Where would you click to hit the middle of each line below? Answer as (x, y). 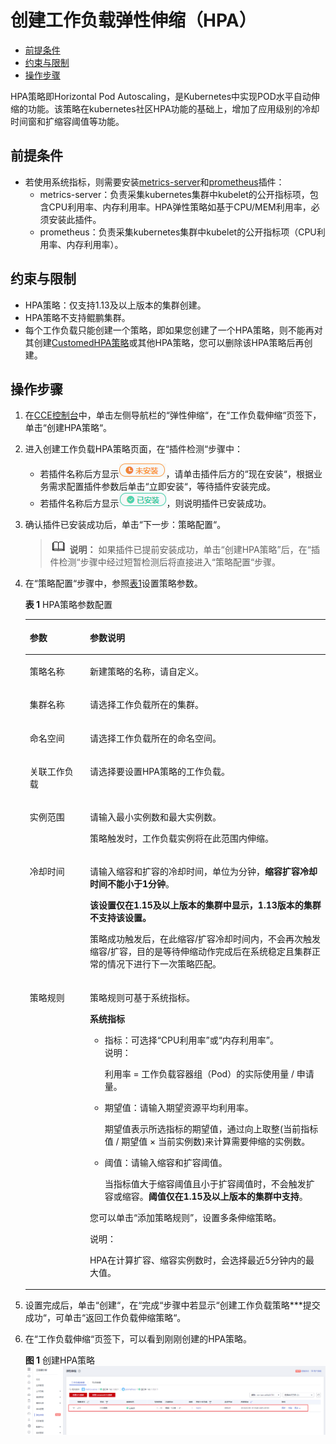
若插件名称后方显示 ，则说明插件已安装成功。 (155, 503)
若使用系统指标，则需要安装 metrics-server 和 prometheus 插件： (154, 182)
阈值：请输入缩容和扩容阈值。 (166, 1162)
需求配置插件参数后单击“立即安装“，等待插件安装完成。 (162, 487)
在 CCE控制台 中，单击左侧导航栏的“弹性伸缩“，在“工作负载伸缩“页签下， (173, 415)
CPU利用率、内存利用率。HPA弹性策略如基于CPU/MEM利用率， (180, 207)
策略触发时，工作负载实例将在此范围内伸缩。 (181, 838)
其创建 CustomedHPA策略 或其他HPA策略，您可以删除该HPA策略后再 (164, 342)
